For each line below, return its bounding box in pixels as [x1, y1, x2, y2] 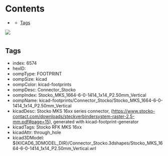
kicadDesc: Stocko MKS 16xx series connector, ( [12, 108, 113, 114]
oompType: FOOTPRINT [12, 71, 62, 77]
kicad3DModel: [12, 134, 44, 140]
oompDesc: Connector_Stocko [12, 86, 76, 93]
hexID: [12, 65, 26, 71]
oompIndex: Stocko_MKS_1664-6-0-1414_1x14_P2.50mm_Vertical [12, 92, 146, 98]
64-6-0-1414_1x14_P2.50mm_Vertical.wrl [12, 145, 96, 151]
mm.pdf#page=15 [12, 118, 50, 124]
